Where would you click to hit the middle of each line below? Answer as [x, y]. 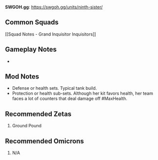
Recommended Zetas [38, 114]
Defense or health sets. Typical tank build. [54, 88]
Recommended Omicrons [45, 141]
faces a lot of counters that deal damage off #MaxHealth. [70, 99]
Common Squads [32, 22]
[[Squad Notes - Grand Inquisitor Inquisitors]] [50, 34]
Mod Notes [22, 77]
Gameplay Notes [31, 50]
